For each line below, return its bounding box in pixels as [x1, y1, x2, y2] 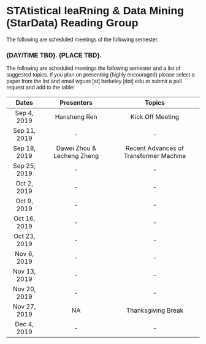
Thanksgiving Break [126, 306, 184, 315]
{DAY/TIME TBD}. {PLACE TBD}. [6, 51, 102, 59]
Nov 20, [12, 285, 36, 293]
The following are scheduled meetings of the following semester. [6, 36, 159, 43]
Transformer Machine [123, 152, 186, 160]
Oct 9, [15, 197, 34, 206]
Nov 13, [12, 267, 36, 276]
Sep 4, [15, 109, 34, 118]
